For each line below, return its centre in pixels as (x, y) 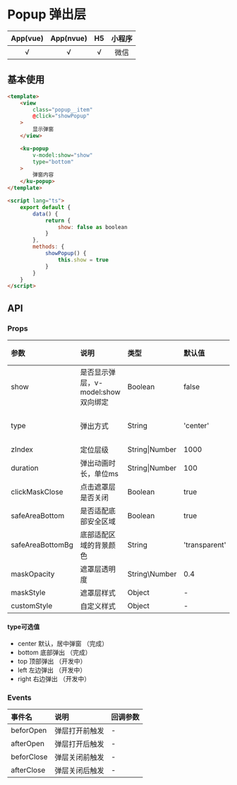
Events (19, 698)
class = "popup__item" (63, 110)
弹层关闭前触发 (79, 757)
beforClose (29, 757)
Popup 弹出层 (47, 14)
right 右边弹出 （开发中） (54, 679)
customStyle (32, 606)
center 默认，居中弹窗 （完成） (62, 644)
